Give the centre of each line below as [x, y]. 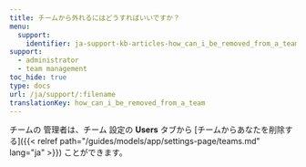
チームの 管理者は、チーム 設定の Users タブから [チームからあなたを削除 [147, 130]
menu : [20, 26]
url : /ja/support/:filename [63, 94]
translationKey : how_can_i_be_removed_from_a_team [107, 103]
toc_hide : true [38, 78]
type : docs [30, 86]
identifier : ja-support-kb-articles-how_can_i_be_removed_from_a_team [163, 43]
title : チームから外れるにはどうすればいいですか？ [95, 18]
